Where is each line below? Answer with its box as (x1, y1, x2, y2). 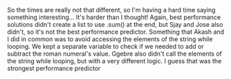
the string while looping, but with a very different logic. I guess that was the (7, 57, 222, 65)
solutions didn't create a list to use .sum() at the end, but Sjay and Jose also (7, 21, 223, 28)
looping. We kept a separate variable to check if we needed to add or (7, 43, 204, 50)
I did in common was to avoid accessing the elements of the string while (7, 35, 213, 43)
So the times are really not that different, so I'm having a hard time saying (7, 6, 216, 14)
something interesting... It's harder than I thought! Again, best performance (7, 13, 221, 21)
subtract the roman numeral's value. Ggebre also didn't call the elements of (7, 49, 223, 58)
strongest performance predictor (7, 65, 101, 72)
